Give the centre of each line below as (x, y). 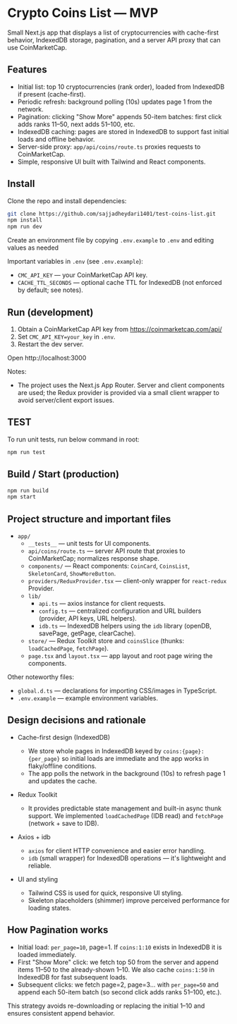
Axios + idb (34, 836)
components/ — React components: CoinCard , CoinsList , (109, 566)
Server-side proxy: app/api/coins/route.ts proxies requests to (109, 147)
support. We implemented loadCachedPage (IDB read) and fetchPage (126, 815)
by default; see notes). (50, 290)
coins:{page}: (184, 751)
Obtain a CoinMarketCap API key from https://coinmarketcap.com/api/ (120, 329)
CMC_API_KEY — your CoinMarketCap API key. (83, 275)
